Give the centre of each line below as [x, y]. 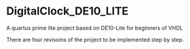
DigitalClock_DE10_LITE [68, 11]
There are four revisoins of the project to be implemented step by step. [95, 39]
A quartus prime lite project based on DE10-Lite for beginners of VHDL [95, 28]
